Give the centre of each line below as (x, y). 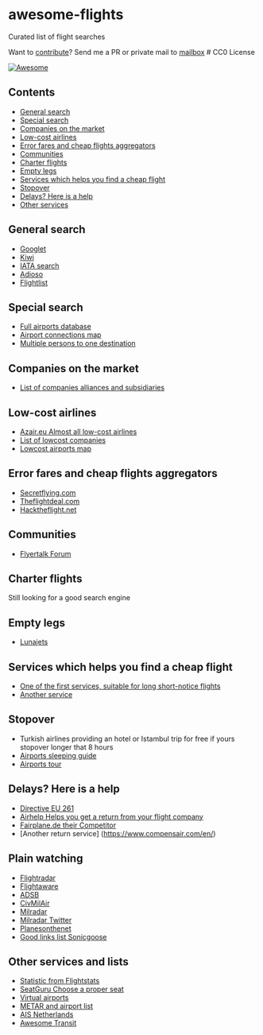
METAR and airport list (56, 1006)
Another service (46, 695)
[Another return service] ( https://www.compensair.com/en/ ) (118, 833)
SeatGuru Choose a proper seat (72, 989)
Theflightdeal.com (50, 501)
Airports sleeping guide (58, 755)
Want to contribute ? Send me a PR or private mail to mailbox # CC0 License (132, 52)
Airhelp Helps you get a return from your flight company (112, 816)
